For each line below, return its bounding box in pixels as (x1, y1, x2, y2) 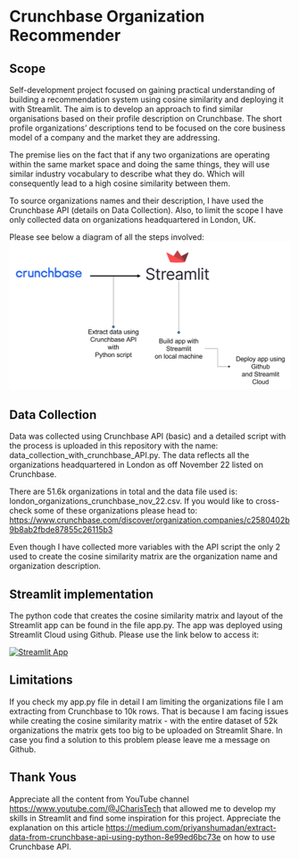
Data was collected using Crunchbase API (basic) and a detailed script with (9, 431, 287, 442)
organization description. (9, 561, 101, 572)
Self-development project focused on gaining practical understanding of (9, 85, 276, 95)
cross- (255, 496, 280, 506)
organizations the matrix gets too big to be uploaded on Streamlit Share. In (9, 725, 283, 736)
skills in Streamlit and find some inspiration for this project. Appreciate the (9, 812, 281, 823)
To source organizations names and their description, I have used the (9, 195, 264, 206)
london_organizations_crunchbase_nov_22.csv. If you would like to (9, 496, 254, 506)
